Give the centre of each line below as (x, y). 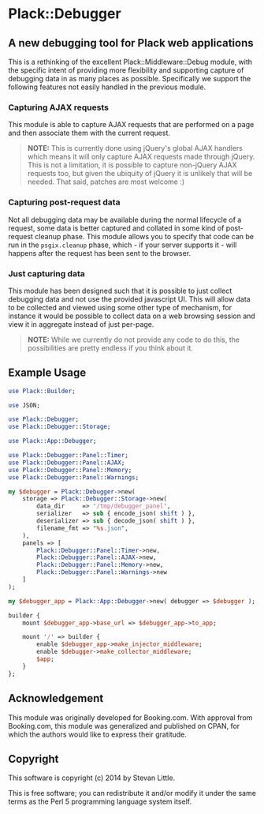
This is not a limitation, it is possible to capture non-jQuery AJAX (132, 165)
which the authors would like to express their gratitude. (98, 734)
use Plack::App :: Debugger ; (52, 441)
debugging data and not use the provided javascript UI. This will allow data (129, 299)
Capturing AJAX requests (58, 107)
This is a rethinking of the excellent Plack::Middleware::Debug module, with (130, 62)
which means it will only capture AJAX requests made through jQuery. (141, 157)
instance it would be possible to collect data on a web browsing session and (132, 316)
